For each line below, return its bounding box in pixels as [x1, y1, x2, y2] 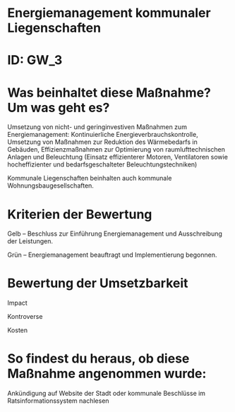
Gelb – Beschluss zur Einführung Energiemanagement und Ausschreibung [7, 229, 222, 238]
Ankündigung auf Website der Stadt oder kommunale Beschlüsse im [7, 389, 206, 398]
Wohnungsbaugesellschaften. [7, 181, 94, 190]
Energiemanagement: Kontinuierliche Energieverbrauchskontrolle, [7, 131, 199, 139]
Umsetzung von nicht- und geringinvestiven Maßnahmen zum [7, 123, 187, 131]
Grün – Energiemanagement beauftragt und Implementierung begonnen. [7, 250, 217, 259]
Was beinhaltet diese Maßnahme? [7, 85, 212, 100]
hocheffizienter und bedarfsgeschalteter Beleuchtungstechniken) [7, 160, 198, 169]
